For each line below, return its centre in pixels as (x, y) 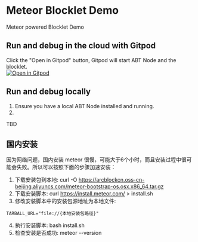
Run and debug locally (49, 92)
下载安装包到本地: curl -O (46, 180)
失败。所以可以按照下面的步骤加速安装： (66, 167)
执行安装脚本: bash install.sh (49, 225)
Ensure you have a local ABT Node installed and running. (84, 106)
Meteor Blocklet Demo (63, 10)
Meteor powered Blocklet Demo (45, 27)
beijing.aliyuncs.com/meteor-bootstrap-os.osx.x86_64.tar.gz (89, 186)
